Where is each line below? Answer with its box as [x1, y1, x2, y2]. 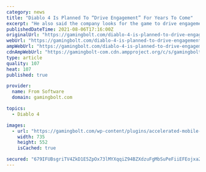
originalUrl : [6, 32, 40, 38]
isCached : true [17, 145, 56, 151]
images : [6, 122, 26, 128]
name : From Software [12, 88, 64, 95]
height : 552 [17, 139, 48, 146]
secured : [6, 156, 29, 163]
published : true [6, 72, 48, 78]
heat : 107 [6, 66, 32, 72]
